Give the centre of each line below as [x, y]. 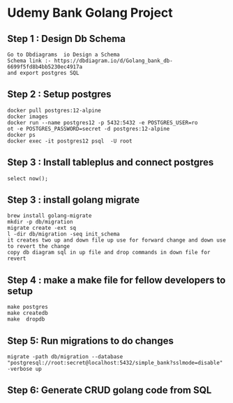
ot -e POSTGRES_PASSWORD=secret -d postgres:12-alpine [89, 129]
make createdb [28, 313]
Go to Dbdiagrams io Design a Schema [63, 54]
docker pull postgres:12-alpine [54, 110]
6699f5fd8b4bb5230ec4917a [45, 67]
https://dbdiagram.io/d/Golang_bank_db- [113, 61]
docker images [28, 117]
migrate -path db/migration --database [65, 357]
